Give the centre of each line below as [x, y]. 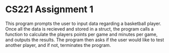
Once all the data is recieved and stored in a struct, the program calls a [79, 29]
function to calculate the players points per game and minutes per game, [81, 34]
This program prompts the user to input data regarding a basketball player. [83, 23]
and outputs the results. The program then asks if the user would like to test [85, 40]
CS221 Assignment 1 [49, 9]
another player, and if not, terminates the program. [58, 45]
